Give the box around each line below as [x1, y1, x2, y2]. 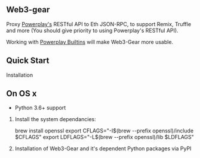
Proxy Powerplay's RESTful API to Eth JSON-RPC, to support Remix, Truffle [6, 20, 192, 27]
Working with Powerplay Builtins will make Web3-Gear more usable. [6, 38, 174, 45]
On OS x [6, 89, 37, 99]
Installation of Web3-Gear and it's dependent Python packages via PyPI [14, 145, 192, 152]
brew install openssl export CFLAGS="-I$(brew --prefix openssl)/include [14, 127, 194, 134]
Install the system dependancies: [14, 116, 97, 123]
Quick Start [6, 56, 50, 66]
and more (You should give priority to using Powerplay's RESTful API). [6, 27, 179, 34]
